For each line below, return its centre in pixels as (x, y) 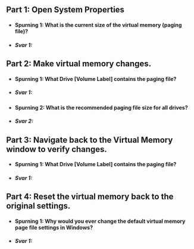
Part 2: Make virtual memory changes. (79, 63)
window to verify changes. (57, 149)
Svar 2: (24, 121)
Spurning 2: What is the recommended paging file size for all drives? (101, 107)
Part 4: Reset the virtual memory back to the (90, 197)
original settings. (38, 206)
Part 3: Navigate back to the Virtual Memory (90, 140)
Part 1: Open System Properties (65, 10)
